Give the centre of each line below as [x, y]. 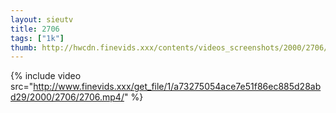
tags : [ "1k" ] [37, 38]
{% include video [46, 76]
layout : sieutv [42, 19]
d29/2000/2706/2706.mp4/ [67, 97]
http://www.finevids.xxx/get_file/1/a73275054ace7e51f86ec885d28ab [177, 87]
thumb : [24, 47]
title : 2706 [35, 29]
